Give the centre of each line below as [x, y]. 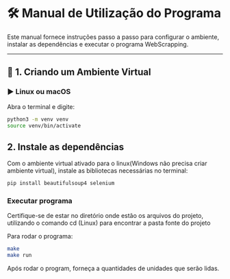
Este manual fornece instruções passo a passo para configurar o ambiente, [113, 37]
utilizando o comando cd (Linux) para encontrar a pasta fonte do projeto [109, 223]
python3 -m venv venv [38, 119]
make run [20, 255]
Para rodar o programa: [40, 236]
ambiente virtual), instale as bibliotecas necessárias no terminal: [98, 171]
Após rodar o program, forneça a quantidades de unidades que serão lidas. [113, 269]
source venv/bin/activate [44, 125]
